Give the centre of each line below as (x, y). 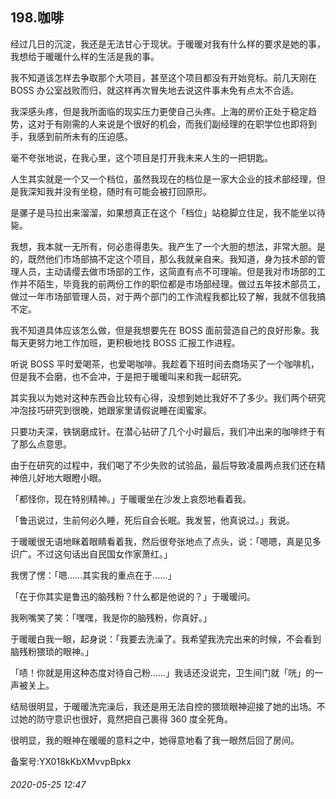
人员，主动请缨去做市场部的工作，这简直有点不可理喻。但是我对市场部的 (167, 271)
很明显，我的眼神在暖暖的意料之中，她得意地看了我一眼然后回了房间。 (155, 740)
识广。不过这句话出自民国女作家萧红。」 (91, 554)
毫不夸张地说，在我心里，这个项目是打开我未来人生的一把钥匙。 (141, 157)
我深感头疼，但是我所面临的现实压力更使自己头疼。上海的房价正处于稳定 (159, 111)
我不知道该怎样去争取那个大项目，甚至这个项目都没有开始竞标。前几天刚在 (163, 77)
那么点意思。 (45, 444)
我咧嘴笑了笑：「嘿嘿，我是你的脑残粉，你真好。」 (111, 617)
